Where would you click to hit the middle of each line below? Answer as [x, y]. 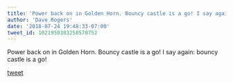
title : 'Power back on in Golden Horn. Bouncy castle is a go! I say [110, 13]
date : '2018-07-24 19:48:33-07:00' [59, 26]
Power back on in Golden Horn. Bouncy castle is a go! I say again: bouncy [113, 52]
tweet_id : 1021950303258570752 [52, 33]
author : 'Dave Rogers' [40, 20]
